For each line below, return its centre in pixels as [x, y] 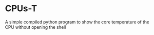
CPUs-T [21, 9]
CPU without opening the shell [36, 27]
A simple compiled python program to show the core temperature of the [77, 22]
